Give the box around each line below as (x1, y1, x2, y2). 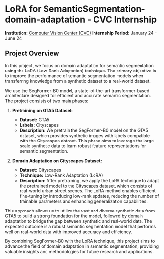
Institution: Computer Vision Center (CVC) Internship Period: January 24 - (5, 30, 157, 36)
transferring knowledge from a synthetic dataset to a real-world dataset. (5, 78, 151, 84)
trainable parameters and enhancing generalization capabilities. (19, 198, 148, 204)
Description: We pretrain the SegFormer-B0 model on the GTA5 (19, 127, 148, 133)
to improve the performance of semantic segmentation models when (5, 72, 143, 79)
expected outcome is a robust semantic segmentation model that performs (5, 223, 156, 229)
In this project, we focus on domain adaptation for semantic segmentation (5, 62, 154, 68)
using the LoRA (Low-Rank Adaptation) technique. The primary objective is (5, 68, 157, 73)
